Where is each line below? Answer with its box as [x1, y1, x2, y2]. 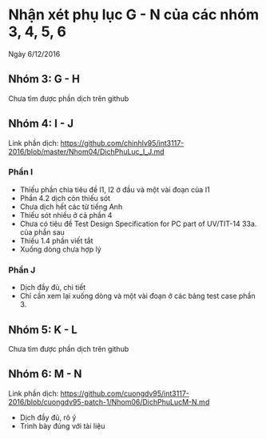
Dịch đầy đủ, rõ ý [19, 413, 77, 422]
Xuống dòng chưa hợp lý [19, 244, 101, 254]
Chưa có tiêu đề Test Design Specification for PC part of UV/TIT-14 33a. [19, 219, 257, 228]
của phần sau [19, 227, 66, 237]
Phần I [8, 167, 34, 178]
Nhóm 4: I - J [8, 117, 74, 131]
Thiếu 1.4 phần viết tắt [19, 236, 93, 245]
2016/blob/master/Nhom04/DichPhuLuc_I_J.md [8, 147, 165, 156]
